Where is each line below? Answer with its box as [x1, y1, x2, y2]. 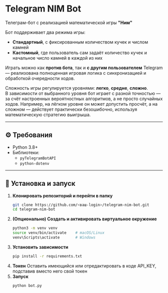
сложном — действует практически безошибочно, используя [5, 106, 137, 112]
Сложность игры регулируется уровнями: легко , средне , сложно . [5, 85, 148, 91]
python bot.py [12, 283, 42, 288]
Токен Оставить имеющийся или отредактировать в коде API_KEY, [12, 262, 156, 268]
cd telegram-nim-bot [12, 207, 55, 212]
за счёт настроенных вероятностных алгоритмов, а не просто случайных [5, 96, 163, 102]
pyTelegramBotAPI [19, 156, 56, 161]
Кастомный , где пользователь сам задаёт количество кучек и [12, 50, 147, 56]
